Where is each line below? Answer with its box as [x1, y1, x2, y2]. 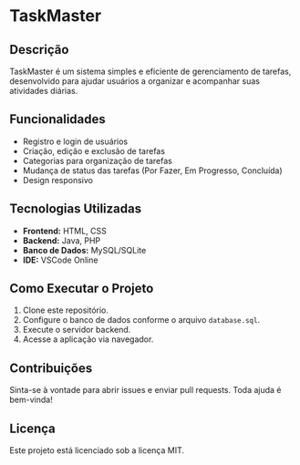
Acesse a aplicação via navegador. [22, 334, 154, 345]
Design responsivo [22, 174, 94, 185]
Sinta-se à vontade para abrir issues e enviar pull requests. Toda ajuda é [9, 385, 282, 396]
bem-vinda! [9, 394, 53, 406]
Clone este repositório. [22, 305, 109, 315]
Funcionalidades [9, 111, 107, 128]
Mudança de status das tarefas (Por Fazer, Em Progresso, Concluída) [22, 165, 283, 176]
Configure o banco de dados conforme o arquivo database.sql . [22, 315, 261, 325]
